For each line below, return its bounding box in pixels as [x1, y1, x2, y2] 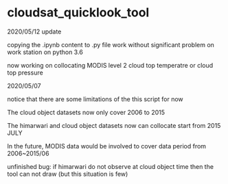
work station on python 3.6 [7, 48, 84, 56]
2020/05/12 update [7, 27, 62, 36]
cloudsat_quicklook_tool [7, 5, 150, 21]
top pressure [7, 68, 43, 77]
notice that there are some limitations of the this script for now [7, 94, 183, 103]
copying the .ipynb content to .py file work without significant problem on [7, 40, 215, 49]
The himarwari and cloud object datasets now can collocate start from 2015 [7, 121, 221, 129]
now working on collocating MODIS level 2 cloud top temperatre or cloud [7, 61, 214, 69]
